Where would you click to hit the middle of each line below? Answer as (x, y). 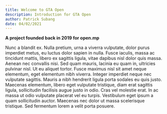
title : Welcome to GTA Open (35, 10)
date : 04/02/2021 (23, 24)
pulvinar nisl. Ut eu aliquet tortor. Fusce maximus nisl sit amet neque (76, 69)
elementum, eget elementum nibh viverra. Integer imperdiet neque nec (78, 74)
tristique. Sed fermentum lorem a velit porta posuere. (60, 106)
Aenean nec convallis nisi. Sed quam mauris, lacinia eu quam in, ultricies (80, 63)
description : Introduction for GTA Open (48, 14)
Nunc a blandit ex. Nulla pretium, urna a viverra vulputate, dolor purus (77, 47)
